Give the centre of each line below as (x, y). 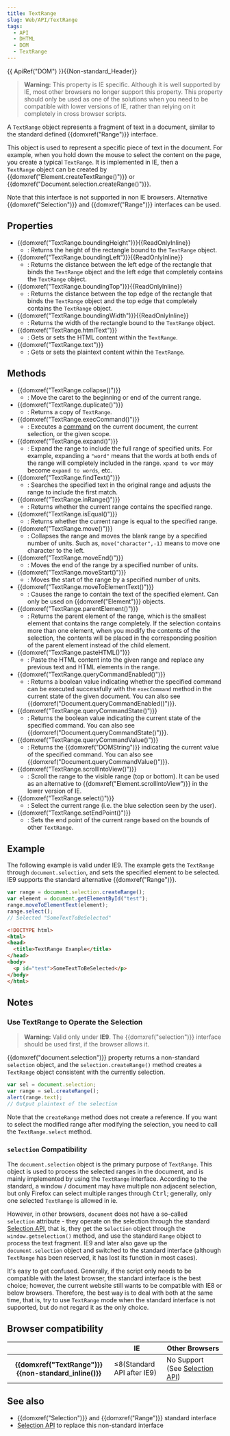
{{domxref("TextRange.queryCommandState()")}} (87, 710)
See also (26, 1401)
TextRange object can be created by (57, 169)
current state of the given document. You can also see (104, 696)
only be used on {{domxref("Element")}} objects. (96, 601)
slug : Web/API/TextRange (42, 20)
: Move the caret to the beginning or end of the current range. (114, 397)
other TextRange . (50, 827)
